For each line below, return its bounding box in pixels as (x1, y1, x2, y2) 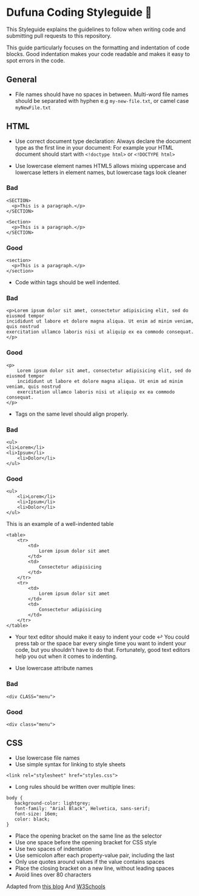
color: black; (14, 816, 50, 822)
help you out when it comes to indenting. (15, 653, 117, 660)
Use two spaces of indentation (15, 845, 92, 852)
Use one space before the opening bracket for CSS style (15, 838, 157, 845)
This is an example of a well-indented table (6, 520, 114, 528)
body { (6, 794, 23, 801)
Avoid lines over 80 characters (15, 870, 92, 878)
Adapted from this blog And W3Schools (6, 883, 106, 890)
